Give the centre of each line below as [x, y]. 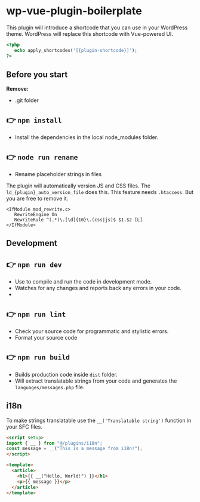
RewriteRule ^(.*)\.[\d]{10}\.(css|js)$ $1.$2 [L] [79, 220]
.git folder [27, 100]
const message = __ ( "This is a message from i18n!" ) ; [75, 449]
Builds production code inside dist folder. [66, 374]
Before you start [37, 74]
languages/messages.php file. [50, 387]
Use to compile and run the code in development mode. [83, 282]
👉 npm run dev [34, 264]
